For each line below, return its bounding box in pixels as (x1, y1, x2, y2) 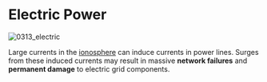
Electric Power (8, 6, 107, 24)
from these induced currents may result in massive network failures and (8, 56, 248, 65)
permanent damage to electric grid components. (8, 64, 170, 73)
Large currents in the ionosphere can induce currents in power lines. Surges (8, 47, 259, 57)
